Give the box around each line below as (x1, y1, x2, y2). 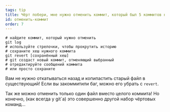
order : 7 (5, 21, 24, 27)
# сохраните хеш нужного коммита (5, 49, 76, 54)
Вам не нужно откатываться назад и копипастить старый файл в (5, 76, 146, 82)
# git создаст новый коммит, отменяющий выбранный (5, 58, 114, 63)
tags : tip (5, 7, 26, 13)
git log (5, 40, 22, 45)
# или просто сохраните (5, 66, 56, 71)
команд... (5, 101, 26, 107)
